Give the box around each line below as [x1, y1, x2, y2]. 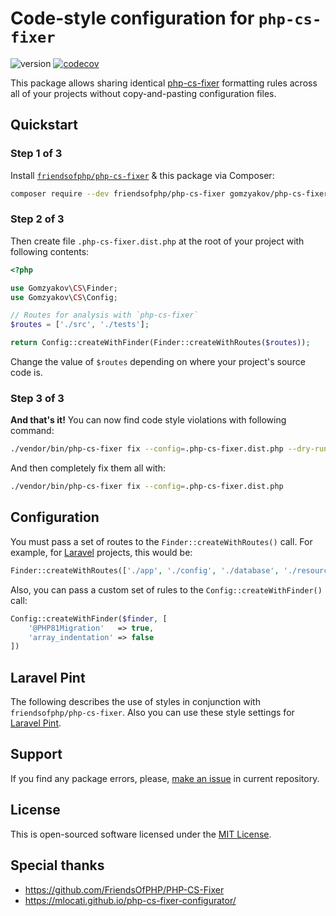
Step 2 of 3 [10, 212, 65, 226]
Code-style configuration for [10, 7, 255, 30]
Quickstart [10, 117, 79, 134]
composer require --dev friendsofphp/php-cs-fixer [10, 188, 226, 199]
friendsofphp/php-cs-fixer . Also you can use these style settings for [10, 707, 295, 719]
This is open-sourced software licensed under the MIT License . [10, 828, 272, 840]
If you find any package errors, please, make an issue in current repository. [10, 772, 320, 784]
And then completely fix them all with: [10, 462, 167, 474]
